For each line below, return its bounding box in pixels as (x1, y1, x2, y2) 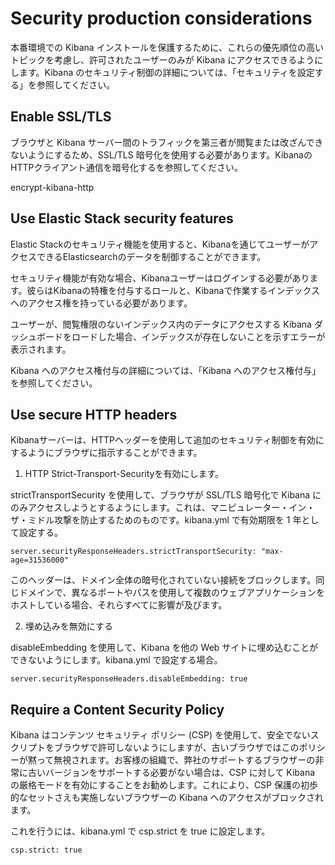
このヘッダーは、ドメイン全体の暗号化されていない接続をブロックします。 (10, 574, 317, 586)
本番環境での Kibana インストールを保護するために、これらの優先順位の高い (10, 41, 324, 53)
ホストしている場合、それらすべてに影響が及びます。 (10, 599, 228, 611)
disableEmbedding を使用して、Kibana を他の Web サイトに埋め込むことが (10, 642, 319, 654)
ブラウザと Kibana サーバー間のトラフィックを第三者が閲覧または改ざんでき (10, 136, 324, 148)
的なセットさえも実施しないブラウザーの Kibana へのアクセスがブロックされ (10, 792, 324, 804)
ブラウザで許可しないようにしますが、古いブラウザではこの (53, 742, 300, 754)
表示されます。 (10, 343, 72, 355)
